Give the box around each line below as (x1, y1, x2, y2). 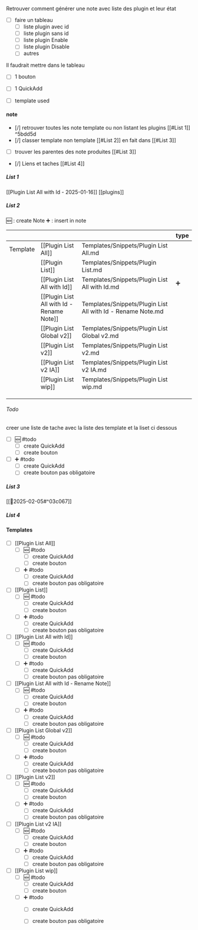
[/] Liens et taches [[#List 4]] (14, 160, 85, 167)
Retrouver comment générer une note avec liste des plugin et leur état (6, 5, 177, 12)
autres (23, 50, 39, 57)
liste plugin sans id (23, 30, 69, 37)
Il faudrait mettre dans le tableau (6, 62, 85, 69)
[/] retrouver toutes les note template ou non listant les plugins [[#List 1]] (14, 124, 190, 131)
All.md (81, 249, 100, 257)
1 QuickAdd (14, 85, 43, 92)
